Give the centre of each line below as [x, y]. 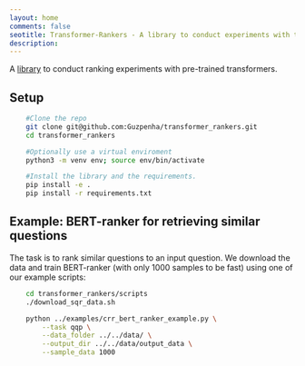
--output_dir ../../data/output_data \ [118, 344]
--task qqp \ [67, 327]
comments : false [40, 26]
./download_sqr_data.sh [71, 302]
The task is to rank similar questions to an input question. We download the [150, 257]
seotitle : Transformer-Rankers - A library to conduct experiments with [150, 35]
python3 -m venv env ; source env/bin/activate [115, 160]
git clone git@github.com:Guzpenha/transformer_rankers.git [142, 127]
